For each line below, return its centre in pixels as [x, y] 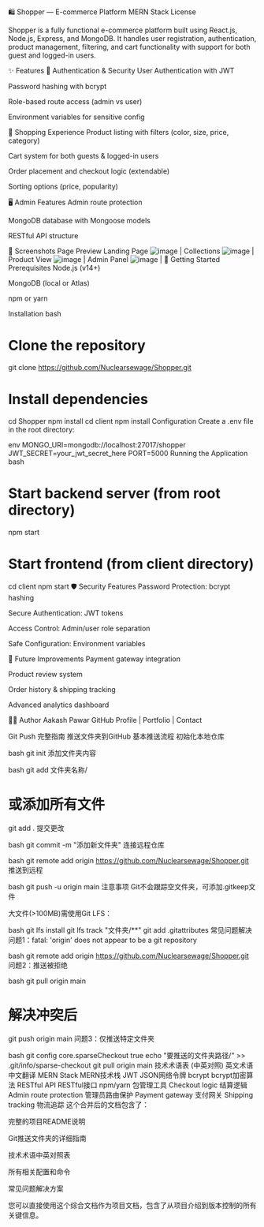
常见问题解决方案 [36, 1188]
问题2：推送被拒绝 [38, 965]
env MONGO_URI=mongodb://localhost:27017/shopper [97, 444]
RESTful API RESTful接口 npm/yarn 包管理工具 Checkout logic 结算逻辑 [132, 1085]
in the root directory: [41, 429]
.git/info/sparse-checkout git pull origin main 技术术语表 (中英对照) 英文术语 [131, 1065]
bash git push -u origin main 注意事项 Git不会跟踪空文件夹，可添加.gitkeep [129, 886]
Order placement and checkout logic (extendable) [89, 171]
